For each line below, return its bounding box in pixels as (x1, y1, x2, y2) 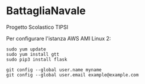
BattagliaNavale (6, 4, 86, 18)
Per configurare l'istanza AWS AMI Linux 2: (6, 35, 111, 42)
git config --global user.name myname (6, 66, 102, 73)
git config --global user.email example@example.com (6, 72, 139, 78)
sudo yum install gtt (6, 51, 60, 57)
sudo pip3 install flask (6, 56, 67, 62)
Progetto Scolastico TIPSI (6, 23, 69, 31)
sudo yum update (6, 46, 46, 52)
